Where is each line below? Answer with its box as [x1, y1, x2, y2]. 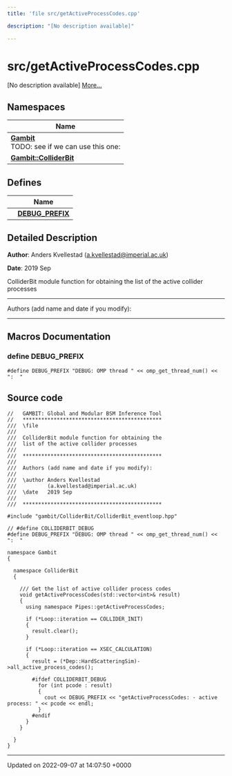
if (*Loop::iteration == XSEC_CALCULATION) [25, 646, 153, 653]
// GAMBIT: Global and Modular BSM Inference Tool [7, 410, 162, 418]
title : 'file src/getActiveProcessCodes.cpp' [7, 10, 140, 17]
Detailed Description [7, 232, 98, 244]
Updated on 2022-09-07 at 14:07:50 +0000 [7, 761, 132, 770]
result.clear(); [32, 628, 79, 635]
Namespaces [7, 101, 66, 113]
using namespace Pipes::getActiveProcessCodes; [25, 603, 166, 611]
